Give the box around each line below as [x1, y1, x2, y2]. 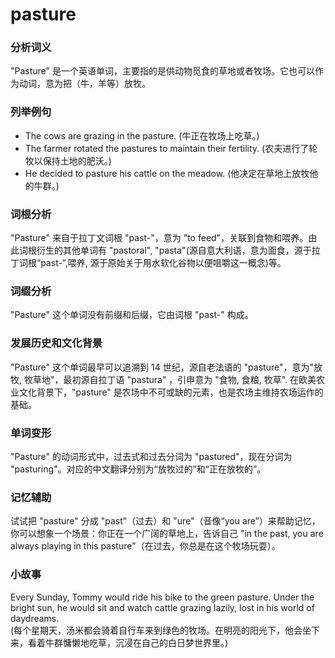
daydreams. [10, 612, 60, 624]
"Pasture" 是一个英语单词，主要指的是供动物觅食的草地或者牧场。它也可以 [10, 65, 316, 77]
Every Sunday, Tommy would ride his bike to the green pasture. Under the [10, 591, 315, 603]
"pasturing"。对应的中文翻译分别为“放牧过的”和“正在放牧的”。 [10, 463, 267, 475]
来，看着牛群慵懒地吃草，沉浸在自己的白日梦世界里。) [10, 636, 229, 648]
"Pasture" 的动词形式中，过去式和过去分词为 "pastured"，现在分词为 [10, 450, 293, 462]
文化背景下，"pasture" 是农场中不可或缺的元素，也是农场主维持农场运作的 [18, 386, 324, 398]
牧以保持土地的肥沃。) [24, 154, 112, 167]
